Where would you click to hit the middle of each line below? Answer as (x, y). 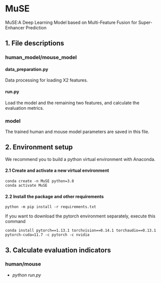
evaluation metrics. (25, 108)
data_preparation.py (27, 69)
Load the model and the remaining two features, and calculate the (72, 103)
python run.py (27, 275)
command (15, 221)
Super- (145, 22)
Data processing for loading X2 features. (47, 80)
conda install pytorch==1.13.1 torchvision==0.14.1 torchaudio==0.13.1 (80, 231)
